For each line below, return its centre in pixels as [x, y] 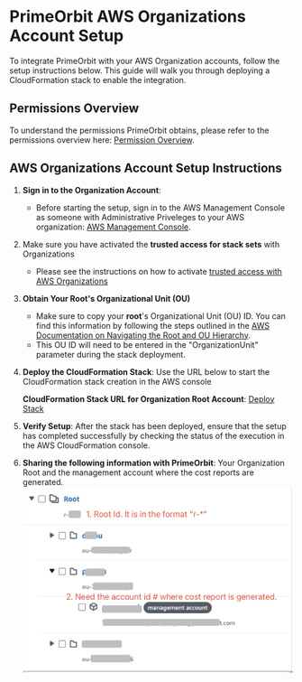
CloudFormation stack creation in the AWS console [117, 381]
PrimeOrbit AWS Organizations [128, 17]
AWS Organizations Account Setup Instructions [146, 168]
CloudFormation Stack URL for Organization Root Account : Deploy [148, 398]
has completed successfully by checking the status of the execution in [153, 435]
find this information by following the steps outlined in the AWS [153, 325]
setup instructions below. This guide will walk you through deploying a [140, 70]
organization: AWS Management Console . [113, 227]
